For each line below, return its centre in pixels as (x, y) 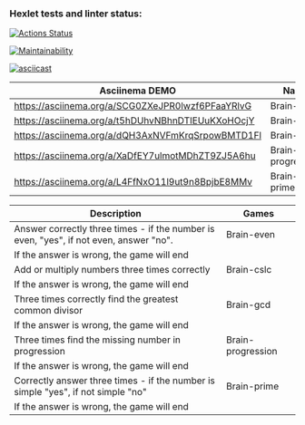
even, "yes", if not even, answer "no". (94, 240)
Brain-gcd (249, 304)
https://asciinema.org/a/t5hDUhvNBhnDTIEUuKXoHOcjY (134, 121)
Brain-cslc (249, 270)
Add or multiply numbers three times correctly (112, 270)
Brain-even (251, 235)
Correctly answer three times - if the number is (114, 381)
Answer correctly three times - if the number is (114, 229)
